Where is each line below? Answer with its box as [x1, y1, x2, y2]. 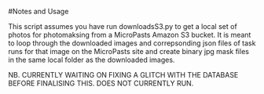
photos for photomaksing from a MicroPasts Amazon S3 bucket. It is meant [8, 31, 251, 39]
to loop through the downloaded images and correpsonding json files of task [8, 38, 256, 48]
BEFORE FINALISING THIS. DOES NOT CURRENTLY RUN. [8, 78, 194, 88]
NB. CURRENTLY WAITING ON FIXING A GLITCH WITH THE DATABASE [8, 70, 239, 79]
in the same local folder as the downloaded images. [8, 55, 175, 64]
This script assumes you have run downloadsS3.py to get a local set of [8, 22, 237, 31]
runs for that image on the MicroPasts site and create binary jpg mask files [8, 47, 250, 56]
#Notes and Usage [8, 7, 69, 16]
